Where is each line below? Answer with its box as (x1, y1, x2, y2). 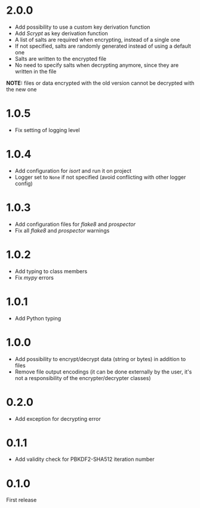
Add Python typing (14, 314, 61, 322)
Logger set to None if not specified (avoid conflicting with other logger (14, 173, 186, 180)
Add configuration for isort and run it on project (14, 167, 131, 174)
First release (6, 497, 37, 504)
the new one (6, 85, 37, 93)
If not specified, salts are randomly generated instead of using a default (14, 42, 191, 50)
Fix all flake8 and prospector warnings (14, 227, 110, 234)
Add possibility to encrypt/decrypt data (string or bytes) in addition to (14, 355, 186, 362)
